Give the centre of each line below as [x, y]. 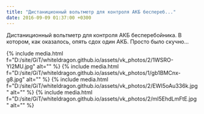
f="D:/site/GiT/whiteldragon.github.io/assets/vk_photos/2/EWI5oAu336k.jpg [102, 85]
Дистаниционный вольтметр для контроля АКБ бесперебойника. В [94, 35]
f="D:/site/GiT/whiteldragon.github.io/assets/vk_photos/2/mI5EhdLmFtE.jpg [102, 99]
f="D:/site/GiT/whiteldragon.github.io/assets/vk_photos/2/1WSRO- [90, 60]
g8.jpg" [16, 79]
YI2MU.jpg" [21, 66]
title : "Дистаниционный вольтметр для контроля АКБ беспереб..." [91, 12]
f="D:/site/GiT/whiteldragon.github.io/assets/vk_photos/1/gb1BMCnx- [94, 73]
